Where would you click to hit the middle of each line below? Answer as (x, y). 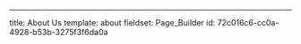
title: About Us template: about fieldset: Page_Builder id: (112, 22)
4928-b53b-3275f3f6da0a (59, 32)
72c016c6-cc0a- (248, 22)
